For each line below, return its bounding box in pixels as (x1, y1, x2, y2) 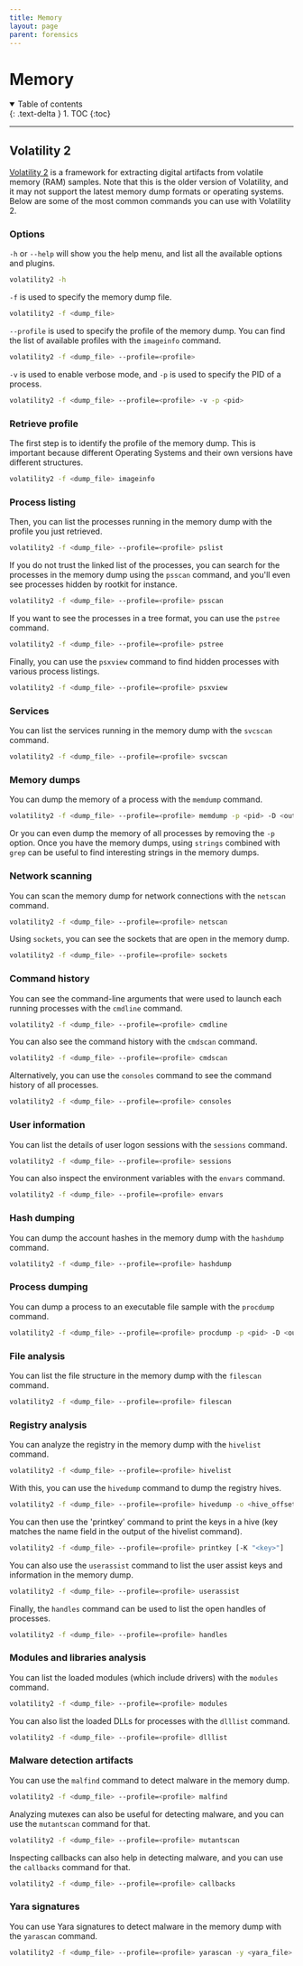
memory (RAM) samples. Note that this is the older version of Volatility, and (9, 177, 289, 188)
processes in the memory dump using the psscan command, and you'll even (9, 570, 291, 581)
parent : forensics (9, 30, 78, 39)
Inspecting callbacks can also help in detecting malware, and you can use (9, 1852, 284, 1863)
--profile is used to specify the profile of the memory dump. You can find (9, 326, 286, 337)
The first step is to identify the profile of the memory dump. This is (9, 438, 256, 449)
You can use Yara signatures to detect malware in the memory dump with (9, 1921, 282, 1932)
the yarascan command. (9, 1930, 97, 1942)
